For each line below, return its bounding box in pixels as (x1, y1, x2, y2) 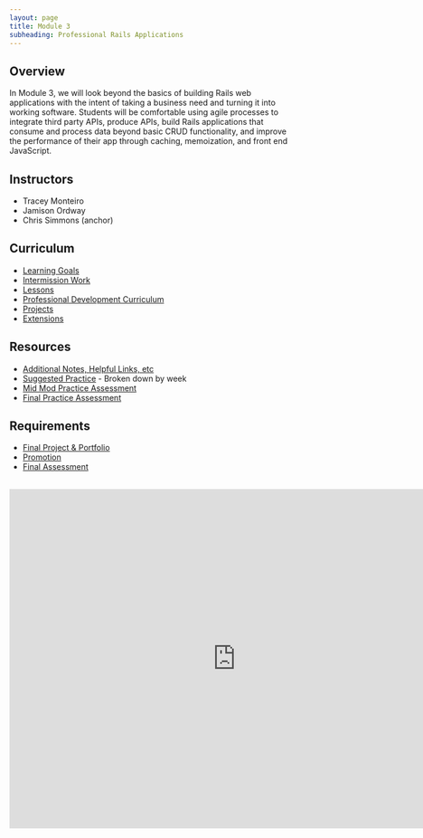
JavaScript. (9, 146, 52, 157)
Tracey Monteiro (22, 195, 84, 206)
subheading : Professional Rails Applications (9, 30, 183, 39)
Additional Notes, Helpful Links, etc (22, 363, 155, 374)
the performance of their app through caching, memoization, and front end (9, 136, 287, 147)
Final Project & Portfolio (22, 443, 110, 453)
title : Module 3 (9, 22, 70, 31)
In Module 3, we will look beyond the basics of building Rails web (9, 88, 251, 99)
